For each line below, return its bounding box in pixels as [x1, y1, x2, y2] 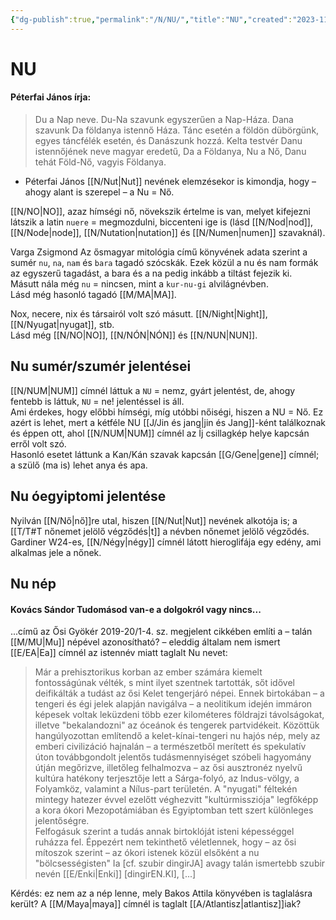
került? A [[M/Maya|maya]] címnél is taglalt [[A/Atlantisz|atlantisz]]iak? [10, 898, 302, 910]
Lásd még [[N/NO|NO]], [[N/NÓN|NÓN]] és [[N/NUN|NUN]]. [10, 329, 258, 341]
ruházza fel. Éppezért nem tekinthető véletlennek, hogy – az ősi [34, 836, 297, 848]
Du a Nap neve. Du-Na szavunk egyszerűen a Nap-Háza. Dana [34, 114, 294, 126]
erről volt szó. [10, 437, 67, 450]
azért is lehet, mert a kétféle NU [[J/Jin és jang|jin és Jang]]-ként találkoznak [10, 416, 326, 428]
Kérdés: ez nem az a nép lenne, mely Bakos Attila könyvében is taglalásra [10, 887, 313, 900]
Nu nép [10, 576, 57, 593]
